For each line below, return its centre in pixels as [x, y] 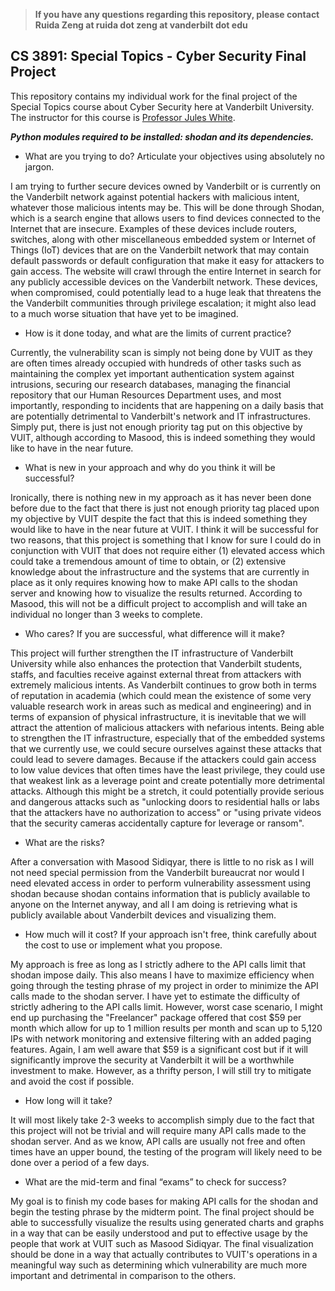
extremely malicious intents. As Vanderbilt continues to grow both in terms [163, 685]
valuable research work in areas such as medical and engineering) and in [161, 706]
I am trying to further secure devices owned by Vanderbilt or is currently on [166, 186]
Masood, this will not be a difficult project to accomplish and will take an [159, 603]
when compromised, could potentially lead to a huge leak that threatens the [166, 292]
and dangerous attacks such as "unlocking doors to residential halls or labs [165, 801]
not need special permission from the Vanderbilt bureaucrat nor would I [157, 872]
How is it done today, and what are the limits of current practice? [158, 333]
